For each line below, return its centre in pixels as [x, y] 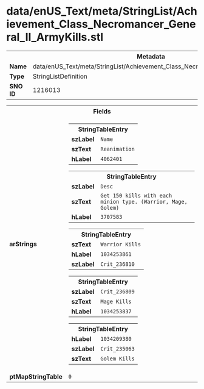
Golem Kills [117, 359]
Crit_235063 [117, 348]
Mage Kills [116, 301]
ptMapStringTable [36, 376]
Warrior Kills [121, 244]
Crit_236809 [117, 291]
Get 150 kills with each [136, 195]
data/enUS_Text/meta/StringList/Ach [102, 11]
